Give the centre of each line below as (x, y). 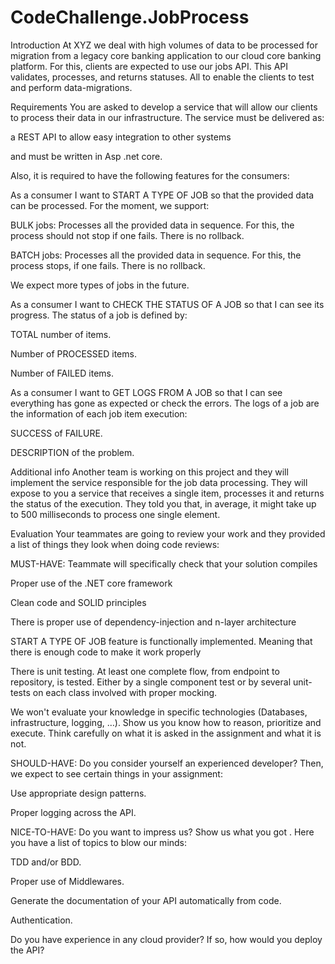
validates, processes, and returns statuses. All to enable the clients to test (162, 77)
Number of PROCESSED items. (73, 353)
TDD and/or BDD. (46, 862)
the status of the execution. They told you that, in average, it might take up (163, 503)
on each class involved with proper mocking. (125, 692)
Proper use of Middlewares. (67, 881)
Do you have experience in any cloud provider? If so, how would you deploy (166, 939)
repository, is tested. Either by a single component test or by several (151, 682)
